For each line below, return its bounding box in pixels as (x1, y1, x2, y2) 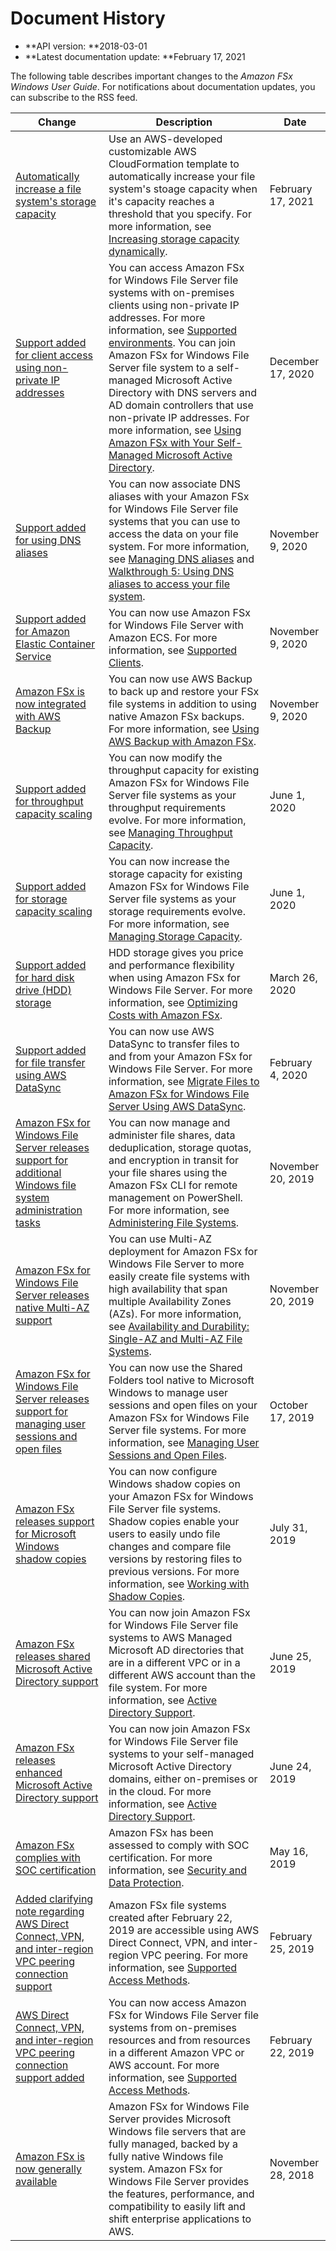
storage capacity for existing (108, 867, 243, 881)
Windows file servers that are (108, 2124, 247, 2138)
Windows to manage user (108, 1385, 229, 1399)
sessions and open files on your (108, 1398, 258, 1412)
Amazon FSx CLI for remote (108, 1178, 238, 1192)
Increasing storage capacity (108, 232, 240, 246)
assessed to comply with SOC (108, 1838, 250, 1852)
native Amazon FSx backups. (108, 709, 245, 723)
